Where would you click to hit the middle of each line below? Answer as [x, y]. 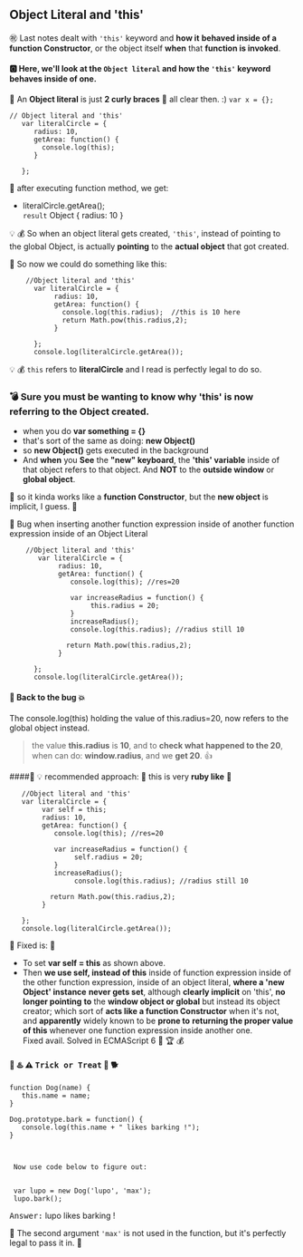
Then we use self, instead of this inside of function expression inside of [157, 972]
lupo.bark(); [38, 1199]
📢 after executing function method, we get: [89, 189]
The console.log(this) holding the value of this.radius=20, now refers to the [149, 718]
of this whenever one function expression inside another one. [137, 1030]
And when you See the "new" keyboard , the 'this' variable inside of [151, 460]
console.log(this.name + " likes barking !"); [111, 1127]
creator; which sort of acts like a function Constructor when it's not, [151, 1010]
